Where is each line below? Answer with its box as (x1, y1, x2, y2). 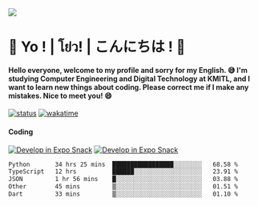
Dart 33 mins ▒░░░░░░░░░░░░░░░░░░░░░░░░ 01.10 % (8, 190, 239, 199)
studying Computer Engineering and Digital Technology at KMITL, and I (8, 74, 251, 83)
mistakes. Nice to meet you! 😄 (8, 91, 112, 100)
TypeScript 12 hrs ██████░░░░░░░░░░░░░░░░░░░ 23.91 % (8, 168, 239, 176)
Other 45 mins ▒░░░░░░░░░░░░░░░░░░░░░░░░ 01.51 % (8, 183, 239, 191)
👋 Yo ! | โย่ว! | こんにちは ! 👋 (8, 38, 186, 56)
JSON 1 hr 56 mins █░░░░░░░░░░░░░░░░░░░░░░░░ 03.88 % (8, 176, 239, 184)
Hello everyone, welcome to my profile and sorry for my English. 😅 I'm (8, 65, 248, 75)
